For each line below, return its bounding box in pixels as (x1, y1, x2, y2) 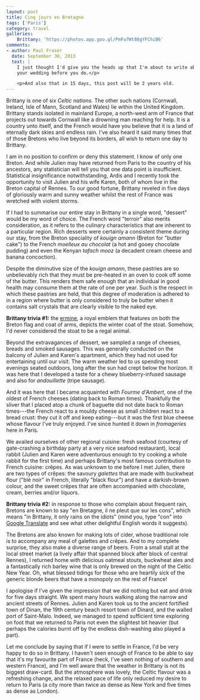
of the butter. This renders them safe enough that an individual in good (6, 278, 180, 285)
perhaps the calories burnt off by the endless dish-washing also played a (6, 625, 186, 633)
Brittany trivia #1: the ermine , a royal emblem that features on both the (6, 315, 180, 322)
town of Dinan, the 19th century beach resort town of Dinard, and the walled (6, 606, 192, 613)
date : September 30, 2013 (11, 53, 76, 59)
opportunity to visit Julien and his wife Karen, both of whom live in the (6, 179, 178, 186)
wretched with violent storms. (6, 198, 79, 205)
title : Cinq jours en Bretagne (6, 14, 84, 20)
